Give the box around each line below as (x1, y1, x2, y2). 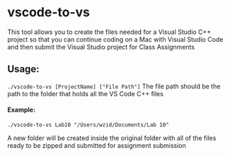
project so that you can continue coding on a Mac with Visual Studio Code (7, 35, 224, 43)
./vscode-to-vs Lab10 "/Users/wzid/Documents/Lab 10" (7, 121, 170, 128)
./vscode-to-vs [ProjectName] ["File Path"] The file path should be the (7, 82, 221, 91)
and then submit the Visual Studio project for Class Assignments (7, 42, 195, 51)
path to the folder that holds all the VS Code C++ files (7, 89, 164, 98)
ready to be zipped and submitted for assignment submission (7, 141, 186, 149)
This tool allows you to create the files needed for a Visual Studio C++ (7, 28, 212, 36)
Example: (7, 105, 36, 114)
